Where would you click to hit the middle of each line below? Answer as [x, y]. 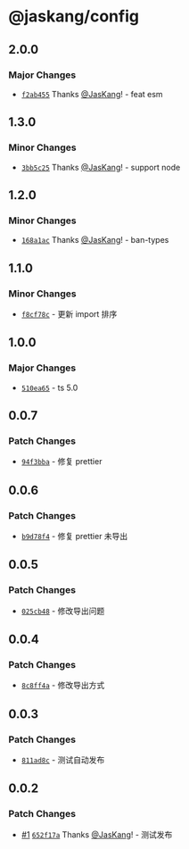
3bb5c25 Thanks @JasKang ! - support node [101, 167]
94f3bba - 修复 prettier [62, 462]
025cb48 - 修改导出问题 [63, 611]
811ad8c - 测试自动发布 [63, 760]
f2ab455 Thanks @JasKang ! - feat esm [92, 94]
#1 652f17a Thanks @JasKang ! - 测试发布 [97, 834]
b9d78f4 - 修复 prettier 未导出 [74, 536]
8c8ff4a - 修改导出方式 [63, 686]
